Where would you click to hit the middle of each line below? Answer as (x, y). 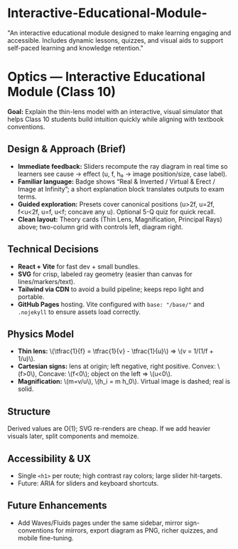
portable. (31, 296)
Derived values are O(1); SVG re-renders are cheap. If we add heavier (109, 429)
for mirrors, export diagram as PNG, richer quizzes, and (137, 530)
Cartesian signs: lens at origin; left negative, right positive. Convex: (117, 366)
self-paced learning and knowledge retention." (76, 48)
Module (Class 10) (61, 92)
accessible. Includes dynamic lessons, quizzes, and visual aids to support (115, 40)
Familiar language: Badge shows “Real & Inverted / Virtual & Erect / (116, 181)
